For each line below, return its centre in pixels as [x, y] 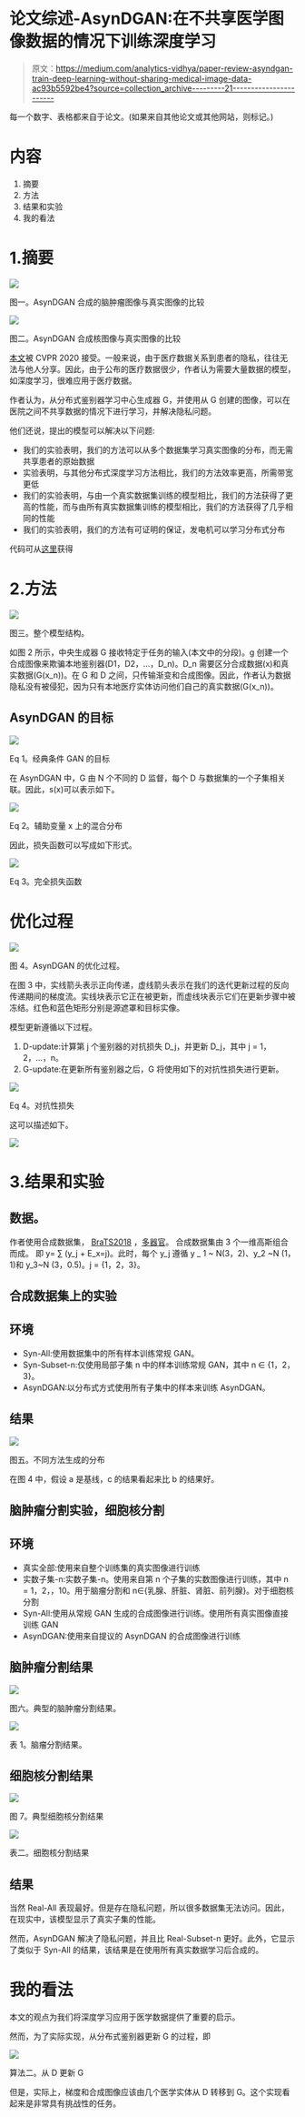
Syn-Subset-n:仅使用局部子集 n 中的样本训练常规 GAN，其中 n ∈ [144, 1365]
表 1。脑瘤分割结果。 [48, 1744]
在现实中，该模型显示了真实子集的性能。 [85, 1920]
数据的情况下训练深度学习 [121, 41]
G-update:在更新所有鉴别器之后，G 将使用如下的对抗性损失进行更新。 [153, 1069]
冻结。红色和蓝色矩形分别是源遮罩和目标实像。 [97, 1007]
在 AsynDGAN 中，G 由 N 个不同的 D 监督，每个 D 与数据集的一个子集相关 [148, 778]
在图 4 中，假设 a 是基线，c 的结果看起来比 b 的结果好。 [114, 1478]
